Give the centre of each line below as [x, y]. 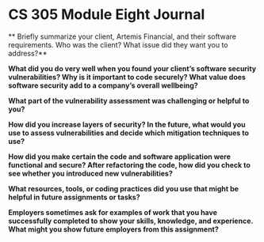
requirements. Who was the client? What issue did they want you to [118, 44]
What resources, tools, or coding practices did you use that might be [124, 188]
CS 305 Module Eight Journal [107, 15]
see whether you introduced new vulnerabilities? [90, 173]
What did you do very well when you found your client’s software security [132, 68]
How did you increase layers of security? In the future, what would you [127, 124]
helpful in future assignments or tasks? [74, 197]
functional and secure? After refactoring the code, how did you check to [130, 164]
